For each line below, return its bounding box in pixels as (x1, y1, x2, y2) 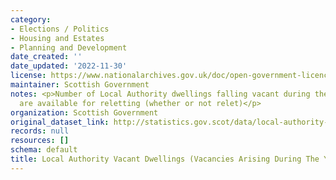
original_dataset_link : (10, 117, 110, 127)
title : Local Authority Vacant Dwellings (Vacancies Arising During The (10, 154, 320, 164)
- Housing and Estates (10, 33, 105, 43)
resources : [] (10, 136, 70, 146)
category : (10, 14, 52, 25)
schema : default (10, 145, 78, 155)
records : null (10, 126, 70, 136)
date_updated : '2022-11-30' (10, 61, 128, 71)
